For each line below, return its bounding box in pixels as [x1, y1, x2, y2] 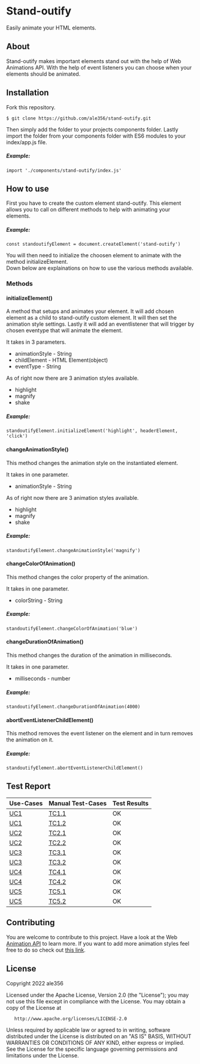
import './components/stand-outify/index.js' [6, 167, 122, 174]
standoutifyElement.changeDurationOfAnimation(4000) [6, 704, 141, 710]
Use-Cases [9, 799, 43, 807]
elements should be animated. [6, 70, 81, 78]
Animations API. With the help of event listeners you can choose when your [6, 64, 192, 71]
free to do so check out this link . [6, 946, 86, 953]
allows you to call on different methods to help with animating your [6, 206, 171, 213]
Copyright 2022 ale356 [6, 979, 64, 986]
